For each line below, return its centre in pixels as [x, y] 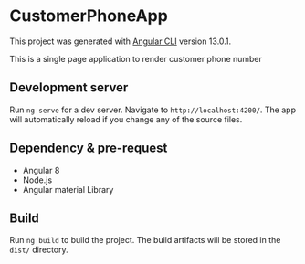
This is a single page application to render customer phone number [136, 58]
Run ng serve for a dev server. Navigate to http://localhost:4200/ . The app [153, 110]
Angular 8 [41, 170]
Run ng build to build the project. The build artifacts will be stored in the [145, 240]
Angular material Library [68, 189]
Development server [69, 88]
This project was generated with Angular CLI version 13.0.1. [121, 41]
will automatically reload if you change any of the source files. [126, 119]
